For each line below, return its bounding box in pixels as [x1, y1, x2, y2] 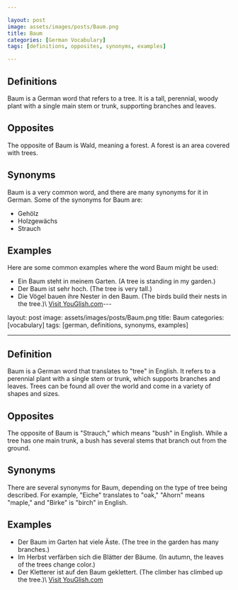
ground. [7, 444, 30, 452]
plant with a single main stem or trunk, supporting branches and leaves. [7, 101, 217, 110]
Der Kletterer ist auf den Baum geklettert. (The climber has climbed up [17, 567, 223, 576]
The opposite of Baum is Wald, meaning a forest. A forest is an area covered [7, 141, 230, 149]
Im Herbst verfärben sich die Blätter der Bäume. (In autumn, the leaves [17, 552, 225, 561]
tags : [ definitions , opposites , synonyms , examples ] [7, 43, 166, 50]
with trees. [7, 148, 39, 157]
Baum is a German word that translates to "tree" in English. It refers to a [7, 367, 216, 375]
